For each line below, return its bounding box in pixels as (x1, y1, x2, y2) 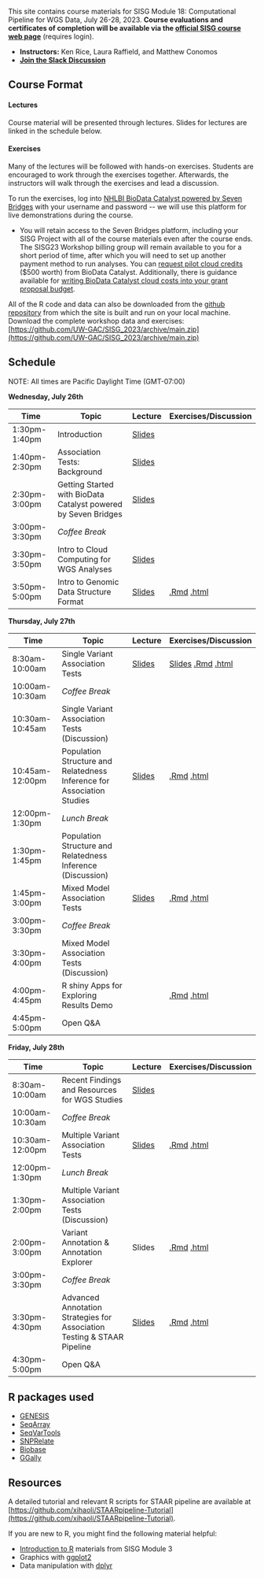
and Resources (61, 1084, 117, 1095)
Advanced (61, 1291, 100, 1302)
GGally (19, 1453, 42, 1463)
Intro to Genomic (57, 576, 119, 587)
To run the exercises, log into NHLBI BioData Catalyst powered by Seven (8, 193, 243, 203)
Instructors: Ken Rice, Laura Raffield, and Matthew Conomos (19, 47, 218, 56)
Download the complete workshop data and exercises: (8, 316, 185, 325)
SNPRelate (19, 1436, 55, 1446)
